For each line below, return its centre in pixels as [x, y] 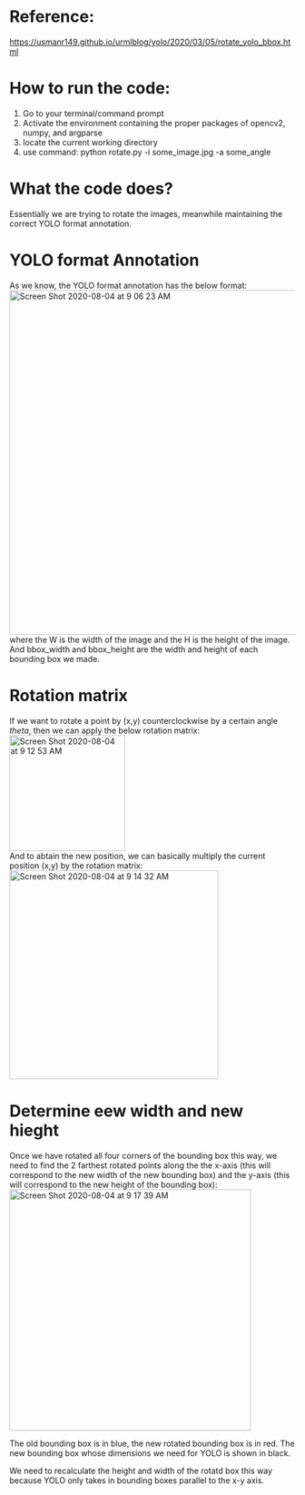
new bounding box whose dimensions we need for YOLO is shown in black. [150, 1453]
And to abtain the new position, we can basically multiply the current [138, 856]
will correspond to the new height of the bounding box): [113, 1184]
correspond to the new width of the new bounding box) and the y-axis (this [150, 1174]
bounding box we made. [54, 658]
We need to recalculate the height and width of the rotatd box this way [141, 1470]
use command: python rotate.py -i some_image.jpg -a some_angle [147, 152]
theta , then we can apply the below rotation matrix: [105, 730]
